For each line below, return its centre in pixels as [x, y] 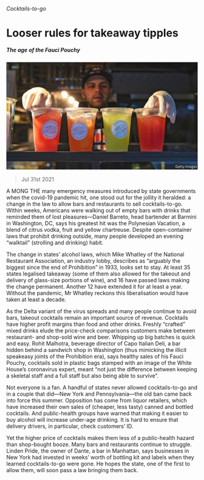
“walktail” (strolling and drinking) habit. [55, 243]
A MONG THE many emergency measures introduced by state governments [101, 191]
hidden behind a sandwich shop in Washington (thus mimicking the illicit [97, 350]
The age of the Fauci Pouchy [43, 50]
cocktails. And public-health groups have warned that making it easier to [97, 413]
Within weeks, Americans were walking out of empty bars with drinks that [98, 211]
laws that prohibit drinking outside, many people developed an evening [95, 236]
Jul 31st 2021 [38, 180]
